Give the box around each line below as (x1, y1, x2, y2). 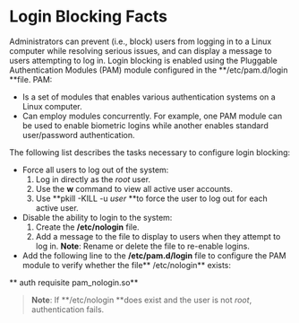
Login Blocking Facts (9, 6, 168, 27)
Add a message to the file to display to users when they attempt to (35, 231, 281, 241)
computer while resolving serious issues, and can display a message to (9, 45, 272, 56)
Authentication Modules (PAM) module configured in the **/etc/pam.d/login (9, 65, 288, 75)
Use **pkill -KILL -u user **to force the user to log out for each (35, 193, 269, 204)
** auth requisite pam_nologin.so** (9, 276, 139, 288)
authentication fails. (30, 303, 105, 315)
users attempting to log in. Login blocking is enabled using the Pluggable (9, 55, 278, 65)
